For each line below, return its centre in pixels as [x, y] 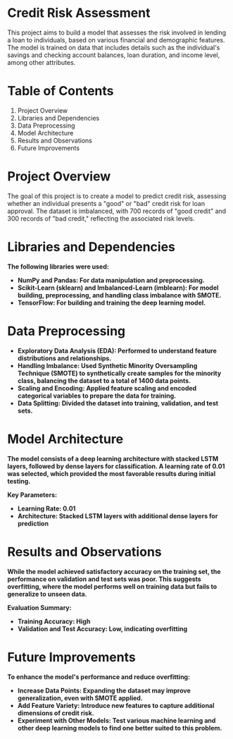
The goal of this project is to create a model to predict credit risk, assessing [117, 196]
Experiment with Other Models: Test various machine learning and [116, 720]
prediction [33, 523]
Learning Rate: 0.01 [46, 508]
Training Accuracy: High [54, 621]
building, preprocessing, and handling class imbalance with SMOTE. [119, 295]
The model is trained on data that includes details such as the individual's [114, 47]
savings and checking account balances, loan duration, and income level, [114, 55]
